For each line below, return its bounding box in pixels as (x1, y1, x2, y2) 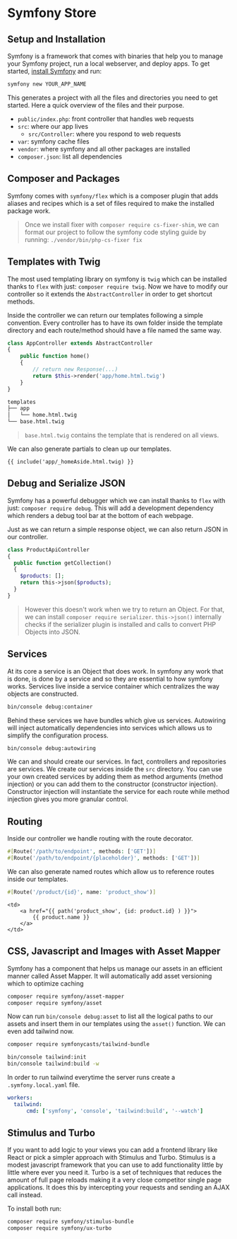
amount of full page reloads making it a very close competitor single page (7, 1176, 222, 1185)
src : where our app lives (17, 122, 89, 130)
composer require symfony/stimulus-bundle (7, 1218, 134, 1226)
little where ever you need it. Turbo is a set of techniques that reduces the (7, 1168, 222, 1177)
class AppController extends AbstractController (7, 340, 153, 347)
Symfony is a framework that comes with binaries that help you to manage (7, 52, 224, 60)
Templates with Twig (7, 256, 101, 268)
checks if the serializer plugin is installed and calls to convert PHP (24, 620, 217, 628)
